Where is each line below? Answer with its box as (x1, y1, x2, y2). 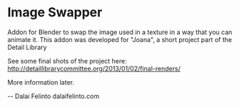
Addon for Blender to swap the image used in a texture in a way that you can (7, 28, 233, 36)
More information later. (7, 78, 75, 86)
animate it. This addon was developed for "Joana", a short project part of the (7, 35, 233, 43)
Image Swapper (7, 4, 103, 21)
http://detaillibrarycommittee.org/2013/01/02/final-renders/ (7, 64, 180, 73)
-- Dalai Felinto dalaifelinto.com (7, 92, 100, 100)
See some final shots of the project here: (7, 56, 127, 65)
